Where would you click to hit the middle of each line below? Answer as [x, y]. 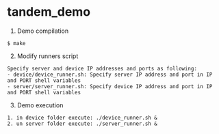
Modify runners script [48, 56]
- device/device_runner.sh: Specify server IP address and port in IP [110, 75]
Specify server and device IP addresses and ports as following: [102, 68]
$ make [16, 43]
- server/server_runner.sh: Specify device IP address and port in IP [110, 86]
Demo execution [40, 105]
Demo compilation [43, 31]
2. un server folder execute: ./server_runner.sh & [82, 124]
